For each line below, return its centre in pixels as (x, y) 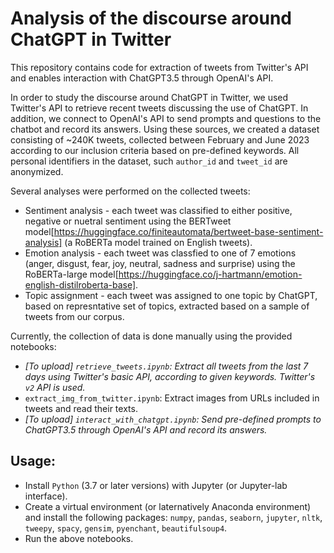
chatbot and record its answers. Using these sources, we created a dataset (165, 129)
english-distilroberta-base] (80, 284)
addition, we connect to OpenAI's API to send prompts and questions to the (166, 118)
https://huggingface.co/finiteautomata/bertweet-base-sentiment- (188, 231)
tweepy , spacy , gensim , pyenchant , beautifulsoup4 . (126, 528)
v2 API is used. (55, 387)
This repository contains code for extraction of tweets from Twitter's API (159, 67)
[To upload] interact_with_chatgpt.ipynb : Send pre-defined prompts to (173, 419)
